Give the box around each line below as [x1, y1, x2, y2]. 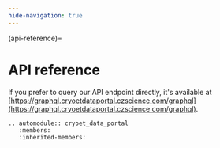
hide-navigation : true [8, 11, 83, 20]
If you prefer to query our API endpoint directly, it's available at [8, 87, 212, 97]
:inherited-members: [18, 133, 87, 141]
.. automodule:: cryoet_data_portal [8, 120, 129, 127]
